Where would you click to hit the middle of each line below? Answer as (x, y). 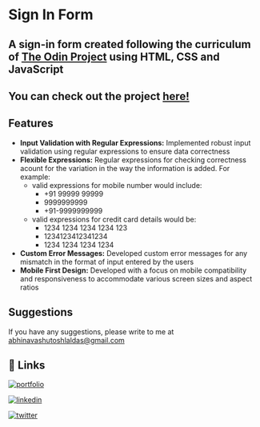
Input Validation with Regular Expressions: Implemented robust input (135, 142)
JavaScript (36, 69)
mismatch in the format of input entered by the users (107, 261)
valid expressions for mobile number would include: (117, 185)
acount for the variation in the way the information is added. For (125, 168)
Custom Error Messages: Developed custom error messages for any (134, 253)
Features (31, 124)
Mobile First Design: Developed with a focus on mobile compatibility (133, 270)
